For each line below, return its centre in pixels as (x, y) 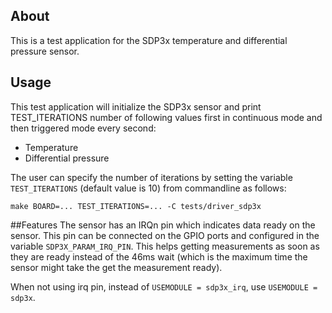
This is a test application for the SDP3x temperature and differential (149, 40)
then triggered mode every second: (83, 128)
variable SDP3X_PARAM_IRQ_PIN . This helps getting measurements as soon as (165, 246)
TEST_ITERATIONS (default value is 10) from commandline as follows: (148, 188)
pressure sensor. (45, 51)
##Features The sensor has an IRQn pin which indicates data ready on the (163, 225)
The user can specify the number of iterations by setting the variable (151, 177)
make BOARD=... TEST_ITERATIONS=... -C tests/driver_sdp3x (136, 206)
